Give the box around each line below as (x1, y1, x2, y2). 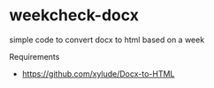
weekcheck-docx (9, 5, 140, 26)
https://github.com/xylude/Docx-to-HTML (21, 68, 175, 79)
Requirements (9, 51, 60, 62)
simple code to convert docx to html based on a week (9, 34, 205, 45)
